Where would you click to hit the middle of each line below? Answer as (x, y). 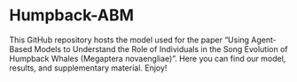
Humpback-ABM (72, 15)
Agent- (264, 40)
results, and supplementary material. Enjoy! (88, 68)
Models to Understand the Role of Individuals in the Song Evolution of (161, 48)
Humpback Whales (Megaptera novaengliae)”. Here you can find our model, (148, 58)
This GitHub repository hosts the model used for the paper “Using (129, 40)
